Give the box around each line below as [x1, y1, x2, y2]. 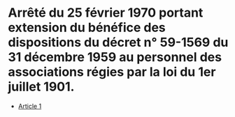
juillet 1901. [8, 79, 75, 95]
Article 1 [17, 102, 42, 110]
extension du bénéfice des [8, 19, 166, 36]
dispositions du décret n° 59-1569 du [8, 35, 229, 50]
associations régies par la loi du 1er [8, 64, 216, 80]
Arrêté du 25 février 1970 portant [8, 5, 204, 21]
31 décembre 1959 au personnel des [8, 49, 222, 65]
